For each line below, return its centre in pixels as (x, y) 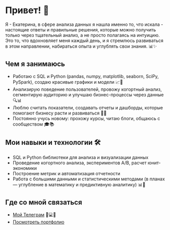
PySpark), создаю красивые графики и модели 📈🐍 (68, 82)
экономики (25, 168)
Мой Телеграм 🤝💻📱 (34, 215)
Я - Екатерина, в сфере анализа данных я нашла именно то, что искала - (84, 24)
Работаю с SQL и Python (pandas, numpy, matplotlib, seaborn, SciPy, (86, 76)
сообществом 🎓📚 (33, 124)
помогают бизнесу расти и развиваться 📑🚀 (60, 113)
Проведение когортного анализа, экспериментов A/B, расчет (80, 163)
